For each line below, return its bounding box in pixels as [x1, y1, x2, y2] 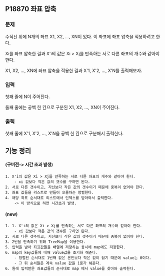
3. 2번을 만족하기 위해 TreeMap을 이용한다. [5, 239, 86, 245]
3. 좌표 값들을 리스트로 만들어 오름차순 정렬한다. [5, 190, 94, 195]
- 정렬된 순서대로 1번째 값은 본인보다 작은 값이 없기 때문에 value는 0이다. [14, 255, 151, 260]
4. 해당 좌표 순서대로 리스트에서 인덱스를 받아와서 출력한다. [5, 195, 113, 200]
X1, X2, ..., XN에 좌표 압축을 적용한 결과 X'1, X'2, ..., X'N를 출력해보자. [5, 67, 142, 73]
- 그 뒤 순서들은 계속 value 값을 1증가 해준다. [14, 261, 101, 266]
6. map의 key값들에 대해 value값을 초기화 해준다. [5, 250, 98, 255]
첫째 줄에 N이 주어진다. [5, 94, 50, 100]
